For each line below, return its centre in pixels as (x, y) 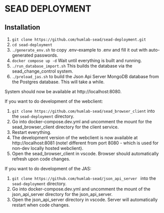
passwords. (46, 55)
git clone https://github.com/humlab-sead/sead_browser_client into (83, 111)
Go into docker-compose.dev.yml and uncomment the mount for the (82, 122)
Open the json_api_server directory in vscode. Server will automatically (85, 199)
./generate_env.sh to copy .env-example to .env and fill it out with (80, 50)
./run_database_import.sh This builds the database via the (72, 66)
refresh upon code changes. (41, 159)
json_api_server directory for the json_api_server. (62, 194)
